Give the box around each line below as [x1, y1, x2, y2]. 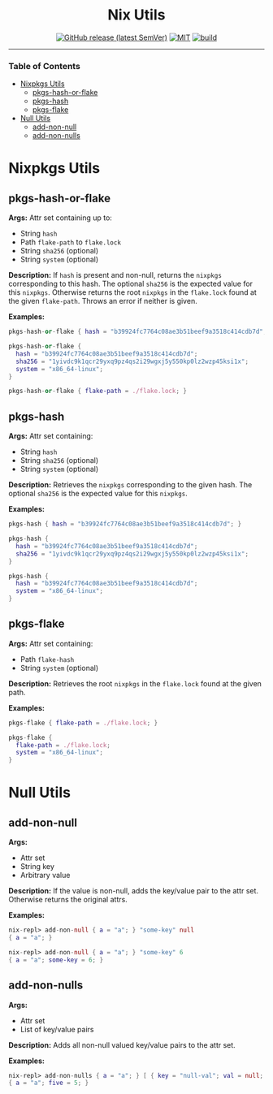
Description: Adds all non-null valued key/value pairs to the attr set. [8, 1040, 236, 1049]
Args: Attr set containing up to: [8, 213, 112, 223]
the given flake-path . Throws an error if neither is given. [8, 296, 197, 306]
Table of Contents [8, 60, 81, 71]
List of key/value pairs [19, 1024, 94, 1034]
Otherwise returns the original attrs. [8, 895, 128, 905]
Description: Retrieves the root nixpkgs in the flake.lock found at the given [8, 678, 262, 688]
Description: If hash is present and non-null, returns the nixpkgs [8, 270, 222, 280]
